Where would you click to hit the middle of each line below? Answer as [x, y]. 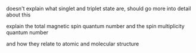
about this [18, 15]
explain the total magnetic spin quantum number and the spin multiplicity [95, 26]
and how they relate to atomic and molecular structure [73, 44]
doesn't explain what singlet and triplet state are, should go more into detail [99, 9]
